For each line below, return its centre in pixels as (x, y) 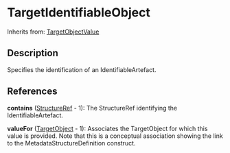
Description (33, 53)
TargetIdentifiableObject (79, 13)
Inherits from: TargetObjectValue (53, 32)
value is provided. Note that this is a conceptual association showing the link (115, 136)
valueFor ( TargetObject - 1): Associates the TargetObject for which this (107, 128)
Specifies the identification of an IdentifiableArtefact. (82, 69)
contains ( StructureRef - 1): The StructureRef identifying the (92, 108)
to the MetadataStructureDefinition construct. (71, 143)
